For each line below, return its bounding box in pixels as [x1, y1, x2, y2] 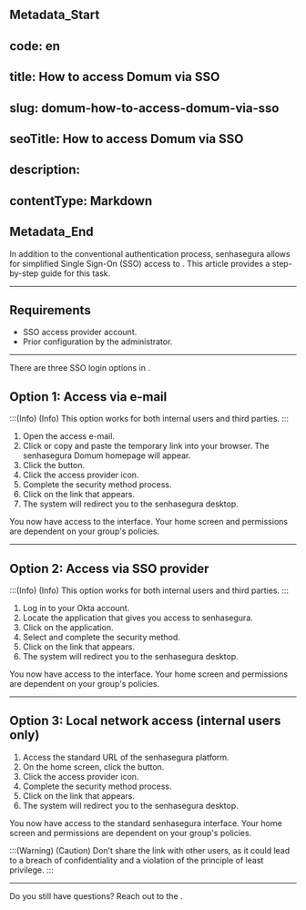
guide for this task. [40, 268, 111, 279]
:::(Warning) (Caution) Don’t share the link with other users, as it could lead [9, 844, 291, 855]
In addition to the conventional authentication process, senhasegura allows [9, 248, 291, 259]
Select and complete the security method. [22, 631, 180, 642]
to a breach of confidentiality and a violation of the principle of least [9, 854, 264, 865]
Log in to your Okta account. [22, 602, 130, 613]
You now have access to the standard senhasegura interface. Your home [9, 817, 282, 828]
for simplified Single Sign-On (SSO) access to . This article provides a [9, 258, 270, 269]
